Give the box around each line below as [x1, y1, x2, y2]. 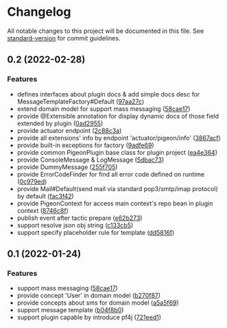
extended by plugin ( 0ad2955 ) [16, 119, 104, 127]
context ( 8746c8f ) [16, 206, 69, 214]
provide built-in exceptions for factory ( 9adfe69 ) [16, 141, 154, 149]
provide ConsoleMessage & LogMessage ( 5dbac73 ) [16, 155, 165, 164]
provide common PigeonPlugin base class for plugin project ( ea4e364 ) [16, 148, 218, 156]
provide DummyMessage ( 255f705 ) [16, 162, 118, 171]
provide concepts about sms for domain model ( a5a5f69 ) [16, 299, 180, 307]
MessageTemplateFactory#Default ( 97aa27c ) [16, 97, 145, 105]
